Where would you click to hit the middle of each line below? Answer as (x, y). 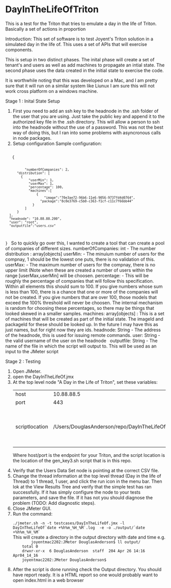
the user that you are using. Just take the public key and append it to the (89, 116)
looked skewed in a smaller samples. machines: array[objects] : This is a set (85, 313)
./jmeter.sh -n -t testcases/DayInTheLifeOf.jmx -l (68, 523)
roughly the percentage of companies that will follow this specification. (80, 281)
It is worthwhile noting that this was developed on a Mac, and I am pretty (81, 80)
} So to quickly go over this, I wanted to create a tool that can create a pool (85, 243)
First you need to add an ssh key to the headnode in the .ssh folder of (85, 111)
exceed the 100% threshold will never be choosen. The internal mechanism (84, 303)
